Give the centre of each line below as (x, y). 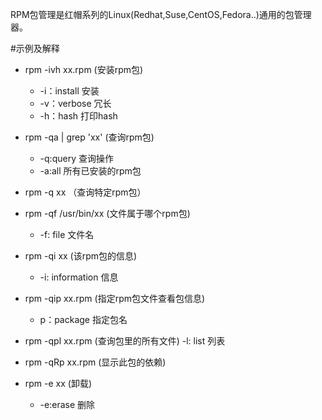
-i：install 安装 (69, 91)
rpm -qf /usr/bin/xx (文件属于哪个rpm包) (107, 213)
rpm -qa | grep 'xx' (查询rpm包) (89, 137)
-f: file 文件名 (67, 234)
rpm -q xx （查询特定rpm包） (85, 192)
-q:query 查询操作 (76, 158)
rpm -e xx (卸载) (58, 383)
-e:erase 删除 (67, 404)
